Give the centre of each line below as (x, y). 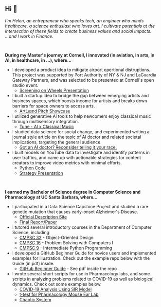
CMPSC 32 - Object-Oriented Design (56, 237)
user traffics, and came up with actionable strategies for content (76, 157)
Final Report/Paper (38, 222)
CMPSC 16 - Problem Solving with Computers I (66, 243)
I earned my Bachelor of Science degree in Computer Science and (73, 192)
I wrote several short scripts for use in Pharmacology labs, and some (81, 273)
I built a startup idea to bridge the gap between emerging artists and (80, 95)
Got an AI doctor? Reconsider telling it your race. (68, 147)
